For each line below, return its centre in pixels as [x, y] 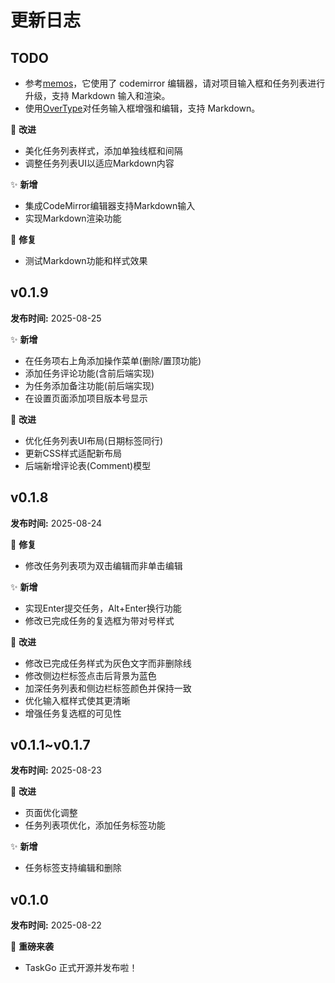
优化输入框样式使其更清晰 [77, 700]
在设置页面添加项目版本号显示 [86, 398]
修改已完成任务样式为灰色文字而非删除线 [108, 663]
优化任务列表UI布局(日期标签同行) [94, 440]
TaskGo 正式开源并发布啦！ [81, 968]
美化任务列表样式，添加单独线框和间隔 [103, 150]
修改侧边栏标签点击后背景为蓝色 [90, 675]
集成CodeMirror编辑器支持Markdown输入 [110, 205]
